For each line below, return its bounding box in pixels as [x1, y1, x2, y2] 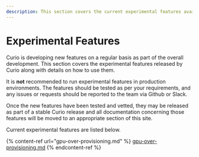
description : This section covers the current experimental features [6, 8, 182, 15]
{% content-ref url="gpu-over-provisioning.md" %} [6, 137, 131, 145]
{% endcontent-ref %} [46, 143, 102, 151]
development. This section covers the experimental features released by [6, 60, 183, 67]
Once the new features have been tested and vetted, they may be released [6, 102, 188, 109]
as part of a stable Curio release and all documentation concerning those [6, 108, 185, 116]
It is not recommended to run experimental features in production [6, 78, 166, 85]
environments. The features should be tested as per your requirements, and [6, 84, 191, 91]
